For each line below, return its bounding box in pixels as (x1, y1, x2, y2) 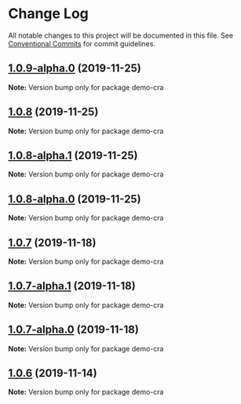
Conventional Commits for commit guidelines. (8, 38, 155, 48)
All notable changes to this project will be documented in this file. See (8, 31, 234, 40)
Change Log (8, 5, 89, 23)
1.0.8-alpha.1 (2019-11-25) (8, 148, 138, 162)
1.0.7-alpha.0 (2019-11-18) (8, 323, 139, 337)
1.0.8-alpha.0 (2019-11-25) (8, 192, 141, 206)
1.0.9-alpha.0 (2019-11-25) (8, 62, 141, 75)
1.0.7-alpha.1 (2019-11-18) (8, 279, 136, 293)
